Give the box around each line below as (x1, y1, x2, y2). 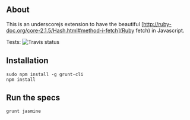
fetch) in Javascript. (135, 27, 185, 34)
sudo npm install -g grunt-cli (6, 71, 84, 77)
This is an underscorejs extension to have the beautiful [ (6, 20, 144, 27)
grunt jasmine (6, 108, 42, 115)
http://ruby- (143, 20, 172, 27)
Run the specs (6, 93, 61, 103)
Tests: (6, 38, 21, 45)
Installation (6, 56, 49, 66)
